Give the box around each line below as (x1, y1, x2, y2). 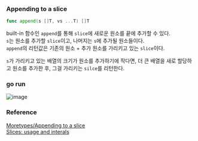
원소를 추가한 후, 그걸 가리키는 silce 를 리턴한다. (12, 65, 125, 72)
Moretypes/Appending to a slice (6, 121, 86, 129)
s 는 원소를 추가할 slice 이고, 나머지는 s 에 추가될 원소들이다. (6, 37, 145, 45)
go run (6, 80, 26, 88)
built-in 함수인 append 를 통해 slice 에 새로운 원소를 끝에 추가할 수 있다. (6, 30, 170, 37)
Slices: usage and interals (6, 128, 70, 135)
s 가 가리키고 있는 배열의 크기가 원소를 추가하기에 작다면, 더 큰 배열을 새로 (6, 57, 176, 64)
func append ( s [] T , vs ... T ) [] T (6, 18, 90, 24)
